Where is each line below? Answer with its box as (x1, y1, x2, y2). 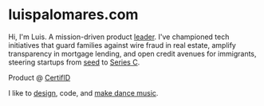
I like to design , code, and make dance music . (8, 88, 159, 97)
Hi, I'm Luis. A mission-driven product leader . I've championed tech (8, 32, 230, 41)
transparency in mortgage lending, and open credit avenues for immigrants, (8, 49, 257, 58)
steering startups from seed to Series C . (8, 57, 140, 67)
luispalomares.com (8, 6, 139, 24)
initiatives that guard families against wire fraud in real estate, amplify (8, 40, 237, 49)
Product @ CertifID (8, 73, 71, 82)
